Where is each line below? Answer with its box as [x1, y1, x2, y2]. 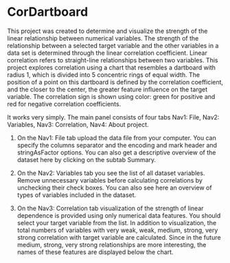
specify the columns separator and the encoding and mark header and [16, 141, 218, 149]
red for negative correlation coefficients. [7, 100, 122, 108]
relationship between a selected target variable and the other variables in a [7, 41, 219, 49]
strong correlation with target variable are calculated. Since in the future [16, 233, 221, 241]
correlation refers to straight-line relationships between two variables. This [7, 56, 218, 64]
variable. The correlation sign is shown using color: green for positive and [7, 92, 216, 100]
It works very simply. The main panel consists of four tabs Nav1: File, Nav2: [7, 113, 220, 121]
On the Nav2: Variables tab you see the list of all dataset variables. [16, 169, 205, 177]
